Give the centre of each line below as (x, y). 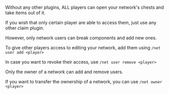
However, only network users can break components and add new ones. (81, 38)
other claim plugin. (25, 28)
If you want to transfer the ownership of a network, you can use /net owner (84, 82)
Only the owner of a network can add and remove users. (64, 72)
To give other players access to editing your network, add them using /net (83, 48)
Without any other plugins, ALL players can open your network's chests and (84, 7)
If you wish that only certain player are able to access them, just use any (81, 23)
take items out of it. (25, 13)
